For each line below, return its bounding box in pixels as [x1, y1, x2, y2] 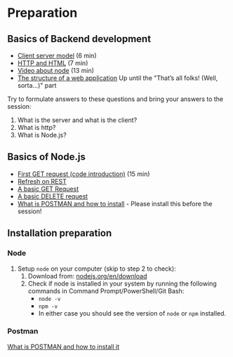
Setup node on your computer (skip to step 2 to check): [17, 264, 177, 273]
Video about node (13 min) [17, 67, 95, 74]
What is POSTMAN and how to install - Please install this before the [17, 199, 213, 208]
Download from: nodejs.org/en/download [27, 271, 147, 280]
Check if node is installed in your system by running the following [27, 279, 218, 288]
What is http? [17, 123, 56, 131]
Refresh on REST [17, 177, 67, 185]
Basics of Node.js [7, 151, 86, 163]
